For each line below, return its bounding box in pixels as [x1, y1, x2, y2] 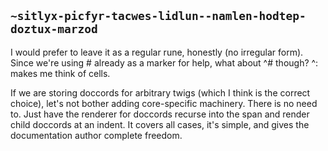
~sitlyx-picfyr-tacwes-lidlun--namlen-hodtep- [10, 9, 307, 24]
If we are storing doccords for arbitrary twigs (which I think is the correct [10, 86, 311, 99]
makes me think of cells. [10, 67, 111, 79]
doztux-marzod [10, 22, 98, 37]
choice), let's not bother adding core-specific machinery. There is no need [10, 97, 318, 109]
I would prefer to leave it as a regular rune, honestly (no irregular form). [10, 46, 304, 58]
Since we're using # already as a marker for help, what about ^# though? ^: [10, 56, 319, 69]
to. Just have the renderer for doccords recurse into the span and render [10, 108, 310, 120]
